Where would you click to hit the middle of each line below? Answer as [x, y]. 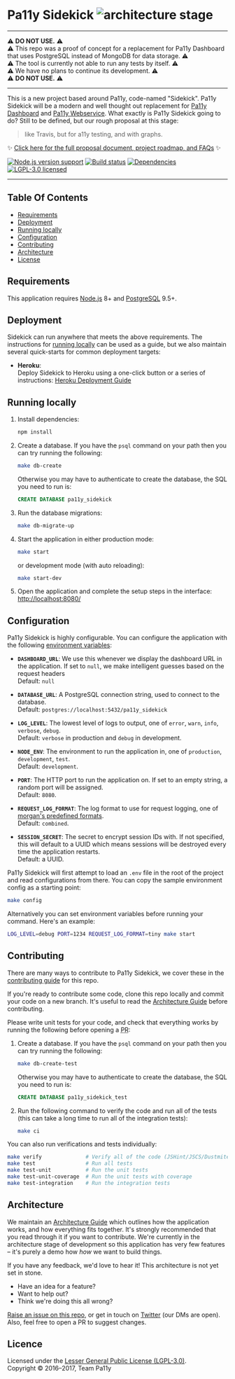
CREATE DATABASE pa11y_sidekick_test [72, 1097]
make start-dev [40, 578]
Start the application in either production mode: [85, 539]
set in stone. [25, 1273]
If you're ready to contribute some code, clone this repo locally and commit [116, 994]
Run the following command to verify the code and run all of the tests [117, 1111]
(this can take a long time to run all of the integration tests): [102, 1118]
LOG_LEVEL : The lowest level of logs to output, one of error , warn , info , [118, 723]
